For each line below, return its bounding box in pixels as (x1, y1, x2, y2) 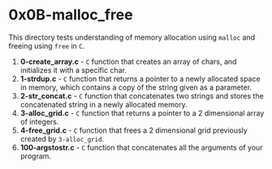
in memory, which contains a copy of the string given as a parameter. (19, 82, 253, 92)
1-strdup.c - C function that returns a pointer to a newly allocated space (19, 74, 261, 83)
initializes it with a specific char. (19, 65, 127, 74)
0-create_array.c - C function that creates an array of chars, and (19, 57, 237, 66)
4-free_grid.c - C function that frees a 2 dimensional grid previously (19, 125, 248, 135)
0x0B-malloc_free (8, 6, 133, 24)
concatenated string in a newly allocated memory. (19, 99, 188, 109)
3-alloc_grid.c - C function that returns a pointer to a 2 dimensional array (19, 108, 265, 118)
